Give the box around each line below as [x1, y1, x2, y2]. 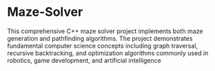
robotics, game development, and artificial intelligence [7, 56, 162, 64]
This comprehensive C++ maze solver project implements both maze [7, 27, 203, 35]
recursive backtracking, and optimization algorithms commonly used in [7, 49, 209, 57]
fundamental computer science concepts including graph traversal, [7, 41, 198, 50]
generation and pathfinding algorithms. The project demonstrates [7, 34, 193, 42]
